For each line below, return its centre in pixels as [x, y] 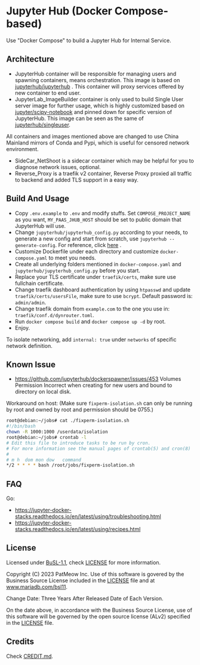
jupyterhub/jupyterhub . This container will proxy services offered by [99, 86]
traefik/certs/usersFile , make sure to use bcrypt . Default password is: [104, 296]
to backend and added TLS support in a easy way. [77, 180]
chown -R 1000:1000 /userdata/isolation [57, 432]
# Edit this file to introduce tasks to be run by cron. [79, 443]
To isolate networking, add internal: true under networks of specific [91, 339]
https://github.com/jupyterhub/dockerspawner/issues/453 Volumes [98, 379]
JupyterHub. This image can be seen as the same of [79, 118]
